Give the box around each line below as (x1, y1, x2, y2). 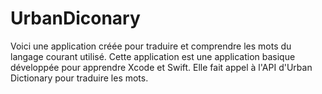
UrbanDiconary (10, 7, 141, 30)
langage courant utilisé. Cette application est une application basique (10, 50, 296, 62)
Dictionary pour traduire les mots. (10, 72, 149, 84)
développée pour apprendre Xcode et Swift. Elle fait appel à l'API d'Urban (10, 61, 313, 73)
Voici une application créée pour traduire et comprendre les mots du (10, 40, 292, 52)
